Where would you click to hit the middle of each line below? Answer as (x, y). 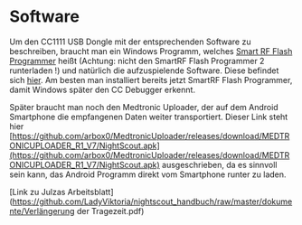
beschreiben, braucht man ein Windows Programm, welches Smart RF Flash (151, 51)
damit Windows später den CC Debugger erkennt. (103, 89)
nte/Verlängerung (42, 211)
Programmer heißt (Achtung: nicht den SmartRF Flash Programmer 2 (137, 61)
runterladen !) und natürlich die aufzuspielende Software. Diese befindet (144, 70)
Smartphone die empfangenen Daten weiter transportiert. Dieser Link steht (149, 117)
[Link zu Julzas (38, 192)
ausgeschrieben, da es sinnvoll (219, 164)
